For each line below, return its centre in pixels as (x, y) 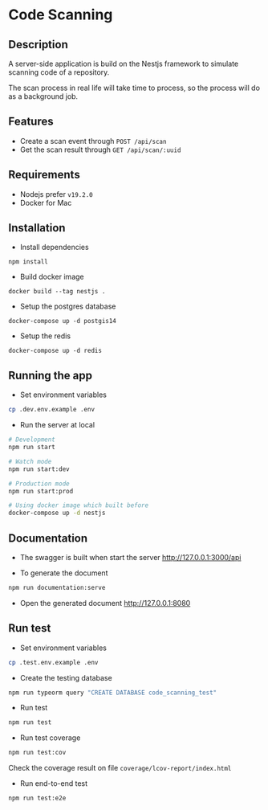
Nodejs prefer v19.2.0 (57, 194)
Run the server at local (57, 425)
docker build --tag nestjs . (57, 292)
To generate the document (64, 573)
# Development (32, 440)
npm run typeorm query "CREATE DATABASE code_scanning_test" (113, 693)
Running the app (50, 375)
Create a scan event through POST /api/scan (93, 141)
